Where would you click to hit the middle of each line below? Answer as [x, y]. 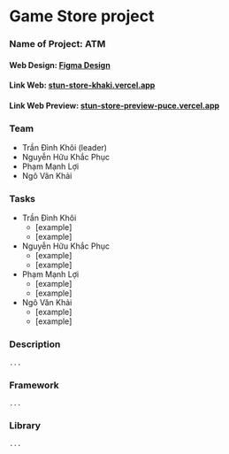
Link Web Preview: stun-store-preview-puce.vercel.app [114, 105]
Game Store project [82, 16]
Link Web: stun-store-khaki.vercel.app [82, 85]
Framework [34, 385]
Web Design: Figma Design [60, 65]
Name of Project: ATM [57, 44]
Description [35, 344]
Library [25, 425]
